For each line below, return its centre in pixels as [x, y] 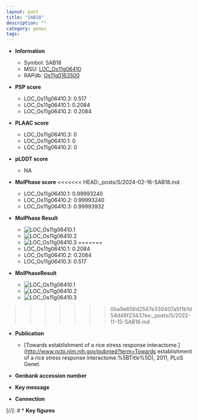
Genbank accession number [51, 376]
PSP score [28, 87]
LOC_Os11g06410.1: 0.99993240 [63, 194]
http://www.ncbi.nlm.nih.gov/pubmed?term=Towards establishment [109, 352]
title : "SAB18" [25, 17]
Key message [32, 388]
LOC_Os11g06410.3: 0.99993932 [64, 207]
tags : [13, 34]
